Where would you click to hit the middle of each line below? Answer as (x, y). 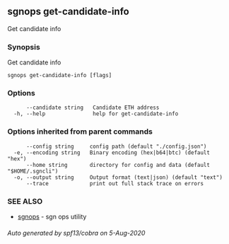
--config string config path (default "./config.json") (116, 146)
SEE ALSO (25, 201)
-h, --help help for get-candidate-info (96, 114)
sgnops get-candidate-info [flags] (60, 76)
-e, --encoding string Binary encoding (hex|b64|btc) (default (112, 152)
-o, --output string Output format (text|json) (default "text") (118, 177)
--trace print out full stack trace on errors (114, 183)
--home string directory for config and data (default (118, 165)
